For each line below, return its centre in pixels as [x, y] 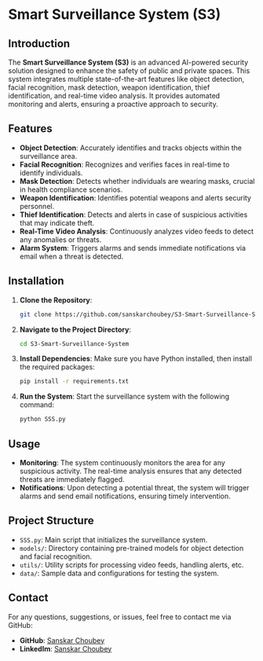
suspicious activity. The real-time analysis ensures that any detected [130, 471]
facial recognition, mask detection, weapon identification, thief [109, 87]
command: [37, 405]
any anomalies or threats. [60, 239]
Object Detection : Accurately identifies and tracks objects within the [130, 148]
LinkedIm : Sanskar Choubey [66, 648]
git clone [36, 314]
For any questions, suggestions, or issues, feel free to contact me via [120, 617]
